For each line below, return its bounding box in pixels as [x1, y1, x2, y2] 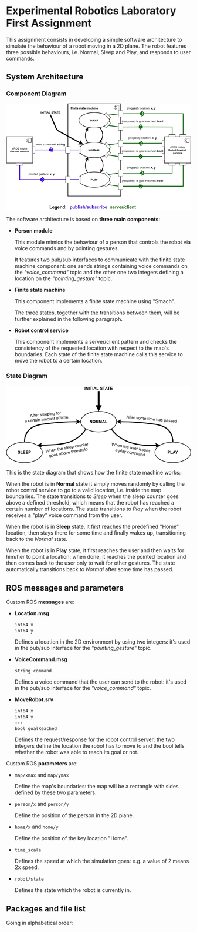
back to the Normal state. [6, 536, 68, 543]
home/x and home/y [14, 823, 59, 831]
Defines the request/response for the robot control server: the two [14, 736, 175, 743]
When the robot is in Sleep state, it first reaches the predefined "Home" [6, 523, 179, 530]
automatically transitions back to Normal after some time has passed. [6, 566, 174, 573]
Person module [14, 227, 53, 234]
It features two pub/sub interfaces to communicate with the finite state [14, 256, 185, 263]
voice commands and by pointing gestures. [14, 245, 119, 252]
